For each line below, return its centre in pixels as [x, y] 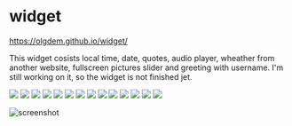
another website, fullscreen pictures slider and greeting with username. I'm [146, 67]
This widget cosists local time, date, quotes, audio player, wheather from [142, 58]
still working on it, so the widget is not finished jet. [101, 76]
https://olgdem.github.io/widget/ [69, 41]
